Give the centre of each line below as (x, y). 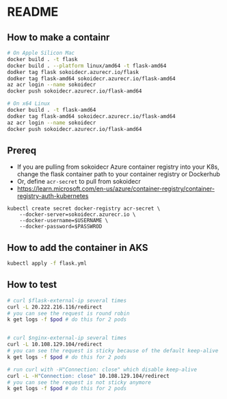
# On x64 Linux (29, 104)
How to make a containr (58, 37)
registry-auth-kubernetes (53, 196)
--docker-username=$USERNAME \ (64, 221)
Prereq (22, 150)
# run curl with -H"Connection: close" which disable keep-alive (102, 370)
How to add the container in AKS (78, 247)
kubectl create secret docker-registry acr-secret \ (84, 209)
